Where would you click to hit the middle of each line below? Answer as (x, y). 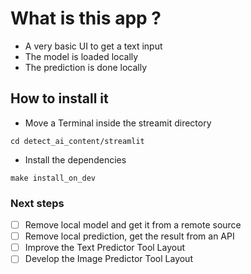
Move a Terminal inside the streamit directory (118, 123)
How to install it (59, 98)
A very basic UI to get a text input (93, 46)
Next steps (37, 203)
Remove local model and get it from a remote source (133, 225)
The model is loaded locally (81, 56)
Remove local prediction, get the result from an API (129, 236)
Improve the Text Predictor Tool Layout (105, 248)
